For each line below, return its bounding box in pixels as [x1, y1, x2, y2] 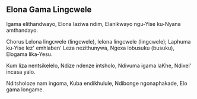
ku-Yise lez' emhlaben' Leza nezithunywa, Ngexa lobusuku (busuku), [6, 44, 175, 51]
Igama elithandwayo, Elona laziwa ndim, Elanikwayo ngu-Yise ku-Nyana [6, 20, 181, 27]
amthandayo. [6, 27, 39, 34]
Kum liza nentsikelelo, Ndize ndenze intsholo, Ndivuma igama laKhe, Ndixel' [6, 62, 192, 69]
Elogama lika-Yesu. [6, 50, 53, 58]
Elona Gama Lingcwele [6, 5, 92, 15]
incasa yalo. [6, 68, 36, 75]
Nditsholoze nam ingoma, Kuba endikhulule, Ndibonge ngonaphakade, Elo [6, 80, 188, 87]
